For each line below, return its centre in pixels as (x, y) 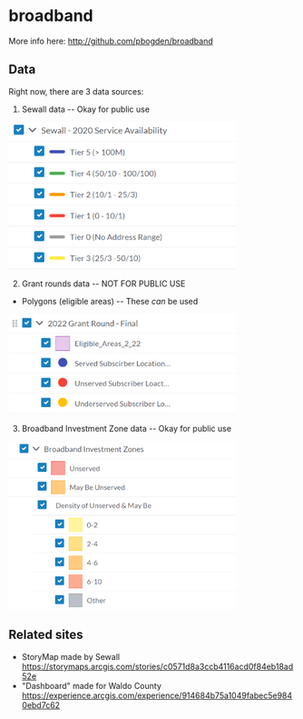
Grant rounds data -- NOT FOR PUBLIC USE (103, 284)
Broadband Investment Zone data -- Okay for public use (127, 428)
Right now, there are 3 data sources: (76, 91)
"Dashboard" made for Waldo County (92, 685)
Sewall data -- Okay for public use (86, 109)
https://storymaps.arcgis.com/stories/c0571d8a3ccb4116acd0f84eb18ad (157, 666)
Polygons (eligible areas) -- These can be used (110, 302)
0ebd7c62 (41, 704)
